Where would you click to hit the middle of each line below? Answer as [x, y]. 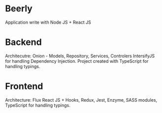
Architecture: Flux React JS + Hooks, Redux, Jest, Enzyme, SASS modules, [81, 100]
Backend [23, 42]
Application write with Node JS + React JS [48, 22]
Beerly [19, 9]
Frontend [24, 86]
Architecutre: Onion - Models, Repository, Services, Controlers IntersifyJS [80, 56]
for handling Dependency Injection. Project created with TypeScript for [77, 61]
